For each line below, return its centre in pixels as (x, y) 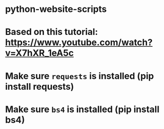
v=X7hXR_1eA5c (39, 53)
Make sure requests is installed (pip (80, 76)
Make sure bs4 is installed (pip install (82, 109)
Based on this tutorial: (52, 32)
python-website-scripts (56, 9)
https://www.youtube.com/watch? (79, 43)
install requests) (40, 86)
